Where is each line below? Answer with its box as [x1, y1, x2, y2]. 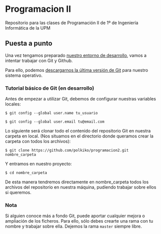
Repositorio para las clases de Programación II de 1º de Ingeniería [5, 20, 139, 26]
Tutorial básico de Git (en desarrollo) [5, 85, 95, 92]
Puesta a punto [5, 39, 53, 48]
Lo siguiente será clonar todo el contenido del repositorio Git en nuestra [5, 128, 151, 134]
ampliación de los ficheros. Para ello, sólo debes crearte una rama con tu [5, 218, 154, 224]
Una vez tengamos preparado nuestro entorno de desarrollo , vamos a [5, 52, 147, 58]
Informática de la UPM [5, 25, 51, 31]
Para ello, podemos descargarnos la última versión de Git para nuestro [5, 67, 149, 73]
